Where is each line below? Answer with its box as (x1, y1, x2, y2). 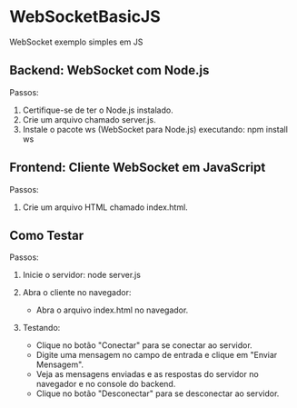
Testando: (22, 323, 61, 333)
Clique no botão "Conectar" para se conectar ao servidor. (35, 340, 252, 351)
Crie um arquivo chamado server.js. (22, 114, 156, 124)
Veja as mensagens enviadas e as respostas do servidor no (35, 369, 259, 380)
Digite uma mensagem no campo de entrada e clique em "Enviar (35, 350, 278, 361)
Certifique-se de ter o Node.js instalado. (22, 104, 174, 115)
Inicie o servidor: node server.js (22, 270, 141, 281)
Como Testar (9, 227, 84, 243)
